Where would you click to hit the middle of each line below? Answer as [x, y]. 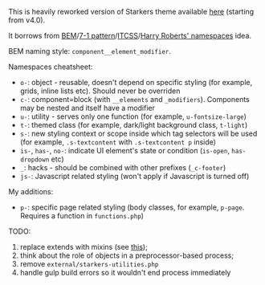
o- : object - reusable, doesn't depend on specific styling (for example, [136, 82]
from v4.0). [27, 20]
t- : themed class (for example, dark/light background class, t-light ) [134, 125]
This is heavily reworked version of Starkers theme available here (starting [131, 12]
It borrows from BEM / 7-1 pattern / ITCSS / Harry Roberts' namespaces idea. [130, 36]
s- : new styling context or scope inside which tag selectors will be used [139, 133]
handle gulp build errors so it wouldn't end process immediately [125, 273]
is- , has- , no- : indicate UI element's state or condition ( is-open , [125, 151]
